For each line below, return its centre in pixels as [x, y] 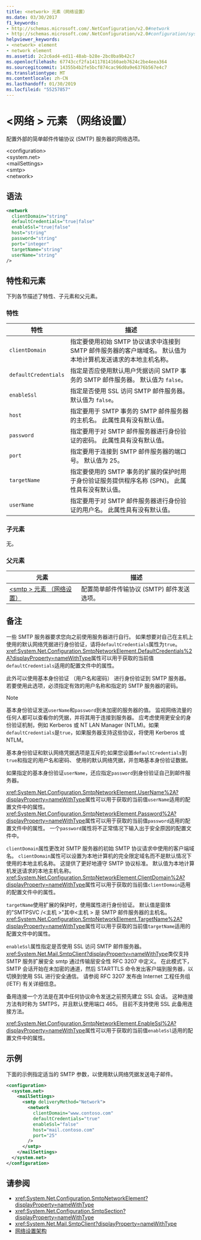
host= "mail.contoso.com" [64, 1130]
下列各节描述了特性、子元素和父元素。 [53, 296]
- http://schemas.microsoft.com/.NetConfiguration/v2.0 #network [88, 28]
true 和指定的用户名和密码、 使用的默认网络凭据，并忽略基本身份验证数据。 [99, 760]
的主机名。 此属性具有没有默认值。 [119, 421]
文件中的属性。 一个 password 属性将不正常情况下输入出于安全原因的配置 [99, 828]
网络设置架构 [31, 1230]
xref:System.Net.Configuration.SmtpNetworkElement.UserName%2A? [92, 792]
